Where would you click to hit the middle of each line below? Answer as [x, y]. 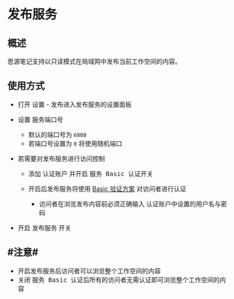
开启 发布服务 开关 [44, 227]
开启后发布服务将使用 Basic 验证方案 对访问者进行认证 [107, 188]
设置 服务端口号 [40, 119]
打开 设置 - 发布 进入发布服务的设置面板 [75, 104]
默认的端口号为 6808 [57, 134]
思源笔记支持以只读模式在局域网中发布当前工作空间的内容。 [94, 61]
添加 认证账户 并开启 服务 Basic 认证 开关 [91, 173]
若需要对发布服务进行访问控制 [61, 158]
